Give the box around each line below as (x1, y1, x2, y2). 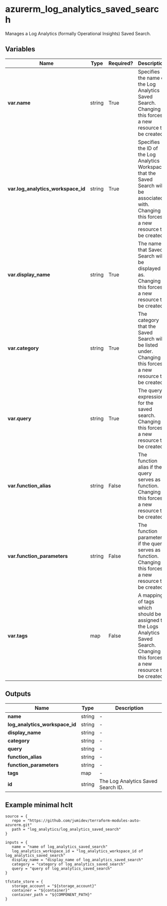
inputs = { (5, 840, 28, 845)
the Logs (138, 623, 159, 630)
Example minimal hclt (5, 800, 73, 809)
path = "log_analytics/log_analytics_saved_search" (11, 827, 121, 832)
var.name (7, 99, 31, 106)
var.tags (7, 632, 28, 639)
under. (138, 348, 153, 355)
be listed (138, 341, 158, 348)
